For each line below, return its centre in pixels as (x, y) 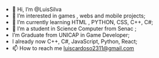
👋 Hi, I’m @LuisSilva (37, 9)
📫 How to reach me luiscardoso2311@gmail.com (73, 48)
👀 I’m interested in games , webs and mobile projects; (79, 16)
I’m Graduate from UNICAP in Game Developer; (71, 35)
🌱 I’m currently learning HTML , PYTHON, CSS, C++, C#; (83, 22)
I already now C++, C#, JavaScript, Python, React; (75, 41)
